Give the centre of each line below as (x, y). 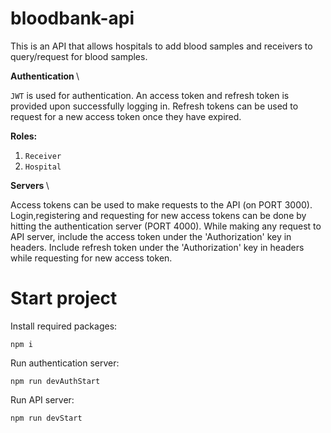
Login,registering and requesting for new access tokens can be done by (158, 215)
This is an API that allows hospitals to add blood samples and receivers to (161, 46)
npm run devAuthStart (55, 381)
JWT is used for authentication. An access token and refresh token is (150, 95)
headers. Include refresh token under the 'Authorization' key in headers (157, 247)
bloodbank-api (72, 18)
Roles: (24, 136)
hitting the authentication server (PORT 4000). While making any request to (166, 226)
